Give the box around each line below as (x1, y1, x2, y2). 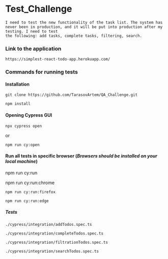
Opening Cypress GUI (5, 112, 52, 118)
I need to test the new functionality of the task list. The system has (5, 20, 163, 25)
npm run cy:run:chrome (5, 179, 55, 186)
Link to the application (5, 45, 62, 52)
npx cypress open (5, 123, 42, 128)
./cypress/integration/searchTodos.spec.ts (5, 248, 99, 254)
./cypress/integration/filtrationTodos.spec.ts (5, 240, 108, 245)
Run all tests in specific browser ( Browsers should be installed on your (5, 153, 158, 159)
